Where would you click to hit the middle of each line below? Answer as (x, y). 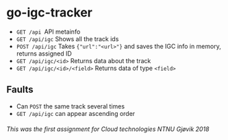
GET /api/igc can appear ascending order (76, 113)
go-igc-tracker (50, 13)
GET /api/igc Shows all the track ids (67, 38)
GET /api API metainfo (48, 32)
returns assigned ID (44, 54)
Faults (20, 90)
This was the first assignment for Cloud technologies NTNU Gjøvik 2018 (108, 129)
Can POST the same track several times (70, 106)
